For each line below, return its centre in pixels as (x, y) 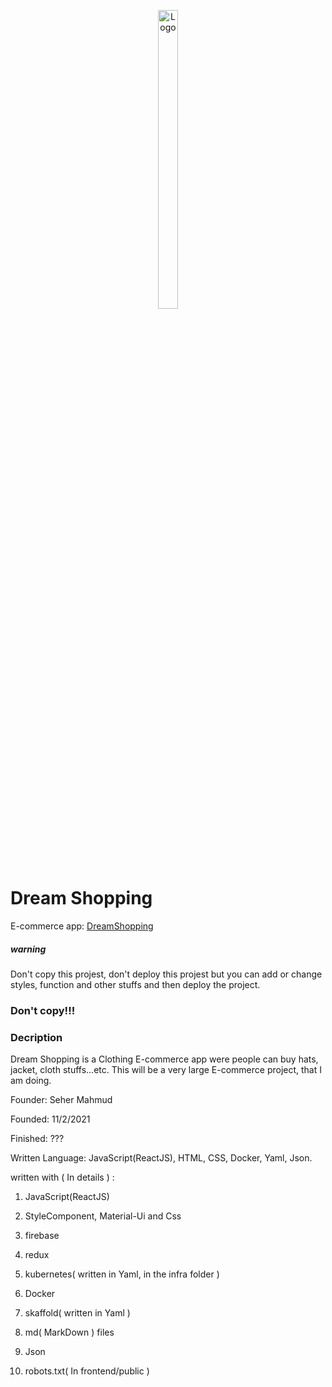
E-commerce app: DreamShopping (82, 926)
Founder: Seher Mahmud (61, 1100)
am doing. (31, 1081)
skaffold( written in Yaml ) (77, 1313)
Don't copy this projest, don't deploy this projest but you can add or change (166, 974)
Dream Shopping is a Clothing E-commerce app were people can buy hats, (164, 1059)
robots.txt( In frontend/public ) (87, 1371)
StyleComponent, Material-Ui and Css (103, 1216)
